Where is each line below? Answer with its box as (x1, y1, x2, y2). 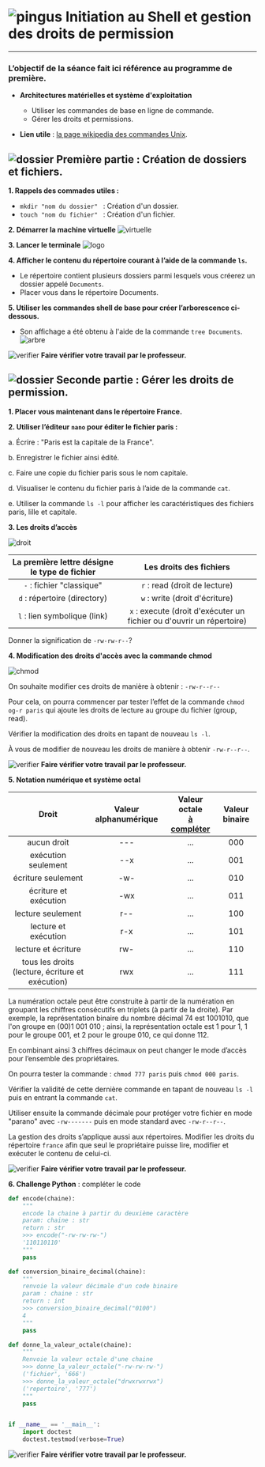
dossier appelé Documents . (19, 279, 104, 289)
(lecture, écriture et (12, 966, 84, 977)
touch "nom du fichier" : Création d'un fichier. (19, 210, 176, 219)
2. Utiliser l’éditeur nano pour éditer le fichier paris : (8, 422, 178, 431)
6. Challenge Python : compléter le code (8, 1179, 141, 1189)
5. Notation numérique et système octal (8, 775, 140, 785)
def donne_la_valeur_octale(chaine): (8, 1340, 132, 1348)
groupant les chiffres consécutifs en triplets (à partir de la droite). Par (8, 1004, 233, 1014)
